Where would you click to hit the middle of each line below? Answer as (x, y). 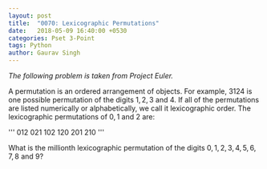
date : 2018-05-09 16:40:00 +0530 (68, 30)
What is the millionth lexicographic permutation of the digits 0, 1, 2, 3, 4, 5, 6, (132, 148)
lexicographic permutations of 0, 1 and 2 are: (82, 117)
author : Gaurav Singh (44, 53)
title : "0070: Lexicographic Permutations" (84, 23)
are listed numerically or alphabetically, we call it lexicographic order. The (129, 108)
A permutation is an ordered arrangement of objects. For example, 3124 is (130, 91)
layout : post (30, 16)
